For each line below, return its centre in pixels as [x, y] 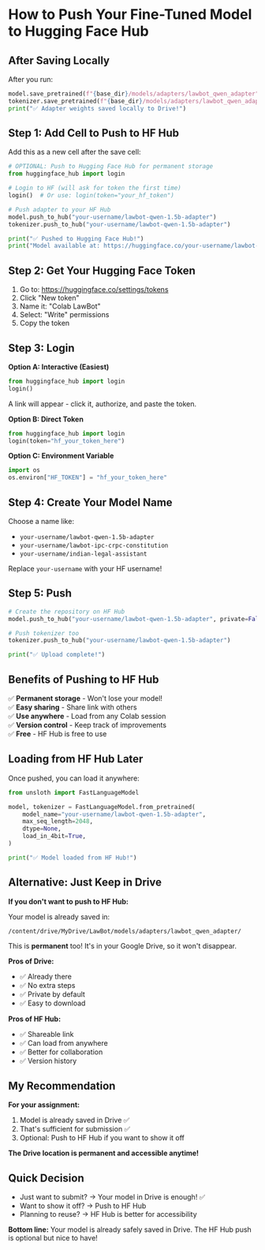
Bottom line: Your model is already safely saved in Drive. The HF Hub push [130, 1229]
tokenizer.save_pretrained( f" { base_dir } [76, 101]
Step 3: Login [41, 348]
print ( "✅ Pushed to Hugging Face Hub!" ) [76, 238]
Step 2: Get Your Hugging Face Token [102, 270]
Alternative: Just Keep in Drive [85, 883]
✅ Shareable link [47, 1034]
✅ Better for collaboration [61, 1052]
